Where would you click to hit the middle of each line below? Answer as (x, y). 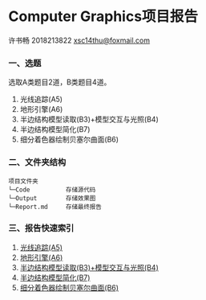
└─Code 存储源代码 (52, 190)
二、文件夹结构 (37, 162)
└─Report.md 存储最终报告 (55, 207)
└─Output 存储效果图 (52, 198)
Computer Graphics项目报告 (103, 16)
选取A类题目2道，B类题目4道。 (60, 82)
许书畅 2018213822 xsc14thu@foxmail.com (79, 40)
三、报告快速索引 (41, 228)
